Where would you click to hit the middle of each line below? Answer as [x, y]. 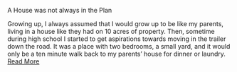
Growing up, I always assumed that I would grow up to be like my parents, [116, 24]
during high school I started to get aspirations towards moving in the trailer [117, 39]
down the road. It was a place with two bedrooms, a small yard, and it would [119, 46]
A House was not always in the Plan [60, 10]
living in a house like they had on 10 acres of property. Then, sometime [111, 31]
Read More [23, 61]
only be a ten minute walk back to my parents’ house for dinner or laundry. [117, 54]
